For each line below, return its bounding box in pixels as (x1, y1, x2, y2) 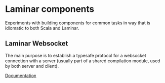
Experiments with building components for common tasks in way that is (5, 20, 151, 26)
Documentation (5, 73, 37, 79)
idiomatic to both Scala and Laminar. (5, 25, 80, 31)
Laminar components (5, 3, 95, 15)
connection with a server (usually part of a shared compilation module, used (5, 58, 161, 64)
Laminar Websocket (5, 40, 68, 48)
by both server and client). (5, 63, 59, 69)
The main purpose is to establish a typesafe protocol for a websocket (5, 52, 147, 58)
